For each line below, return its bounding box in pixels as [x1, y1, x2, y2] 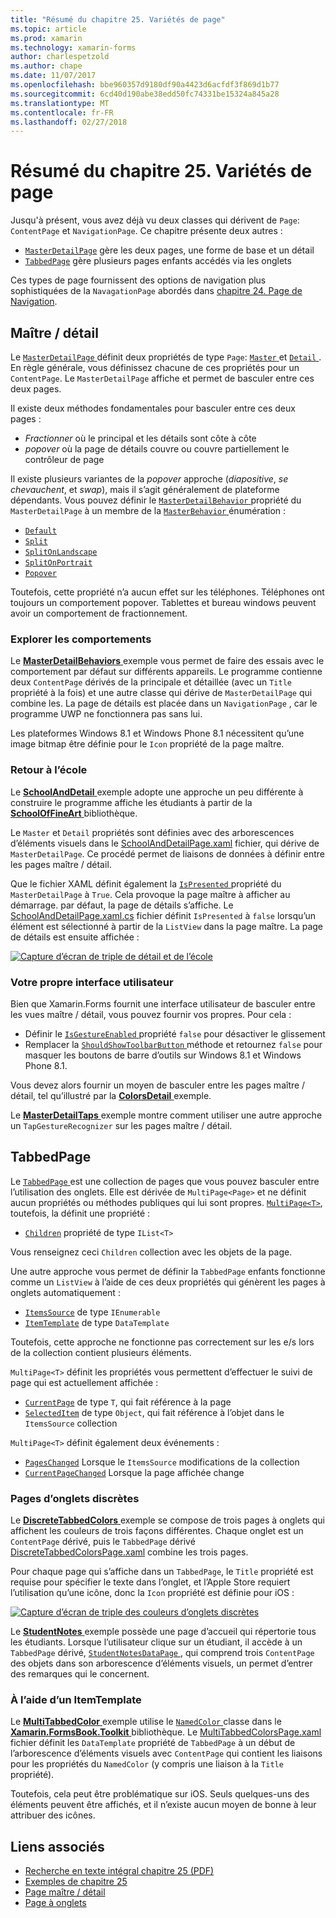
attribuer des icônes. [10, 1809, 96, 1821]
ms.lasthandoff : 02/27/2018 [10, 117, 128, 127]
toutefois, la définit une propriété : [10, 1207, 151, 1219]
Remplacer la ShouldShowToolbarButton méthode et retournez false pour [24, 1038, 323, 1050]
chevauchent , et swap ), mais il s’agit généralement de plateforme [10, 484, 280, 495]
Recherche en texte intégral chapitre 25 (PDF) [24, 1865, 215, 1877]
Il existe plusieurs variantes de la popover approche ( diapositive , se [10, 473, 289, 485]
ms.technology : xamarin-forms [10, 42, 137, 53]
